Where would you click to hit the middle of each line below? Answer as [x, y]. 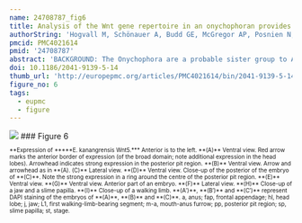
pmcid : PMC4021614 [44, 43]
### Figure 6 [44, 137]
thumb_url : [30, 76]
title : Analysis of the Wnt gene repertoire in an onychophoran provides [151, 26]
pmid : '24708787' [42, 51]
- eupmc [32, 101]
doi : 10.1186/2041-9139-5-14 [64, 68]
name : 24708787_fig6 [48, 18]
